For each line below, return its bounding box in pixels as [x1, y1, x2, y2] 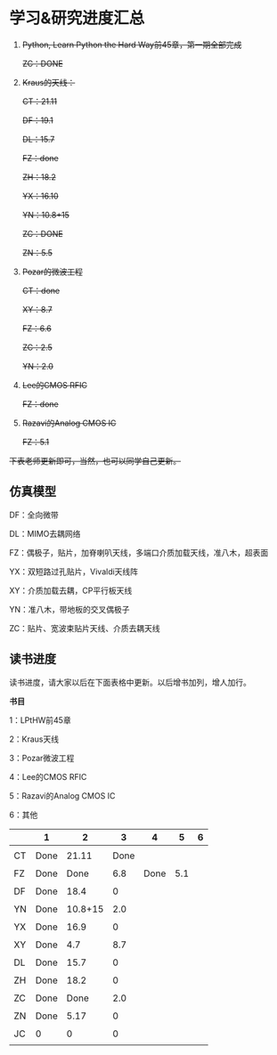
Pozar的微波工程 [21, 266, 83, 277]
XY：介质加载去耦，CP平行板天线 [9, 585, 133, 596]
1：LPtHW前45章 [9, 714, 71, 726]
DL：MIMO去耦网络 [9, 528, 81, 539]
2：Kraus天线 [9, 734, 60, 744]
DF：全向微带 [9, 509, 60, 520]
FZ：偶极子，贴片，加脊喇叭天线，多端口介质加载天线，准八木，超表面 [9, 547, 269, 557]
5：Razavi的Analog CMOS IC [9, 790, 116, 801]
